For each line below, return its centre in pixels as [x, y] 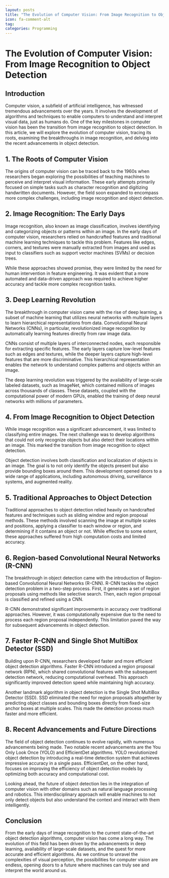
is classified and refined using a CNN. [44, 599]
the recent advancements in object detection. [52, 143]
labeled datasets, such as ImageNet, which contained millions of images [80, 385]
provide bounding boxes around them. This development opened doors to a [83, 471]
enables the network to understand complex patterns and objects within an [83, 365]
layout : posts [20, 10]
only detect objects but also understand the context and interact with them [82, 799]
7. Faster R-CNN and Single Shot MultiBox [72, 641]
